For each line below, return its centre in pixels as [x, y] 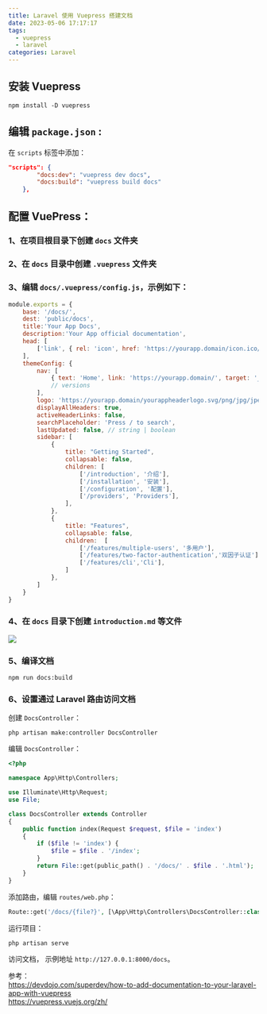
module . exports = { [41, 304]
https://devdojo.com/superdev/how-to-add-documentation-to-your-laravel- [132, 985]
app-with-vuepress [40, 993]
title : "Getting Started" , [110, 452]
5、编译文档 [31, 661]
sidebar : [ [55, 438]
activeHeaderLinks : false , [81, 415]
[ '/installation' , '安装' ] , [124, 481]
